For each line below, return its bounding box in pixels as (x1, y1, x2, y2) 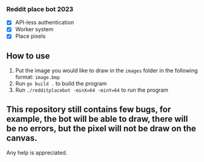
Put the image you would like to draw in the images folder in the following (15, 67, 199, 75)
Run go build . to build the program (15, 80, 107, 87)
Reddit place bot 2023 (6, 5, 74, 13)
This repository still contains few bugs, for (6, 104, 171, 114)
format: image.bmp (15, 73, 60, 81)
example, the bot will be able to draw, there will (6, 114, 188, 124)
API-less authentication (15, 19, 75, 26)
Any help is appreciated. (6, 149, 68, 156)
